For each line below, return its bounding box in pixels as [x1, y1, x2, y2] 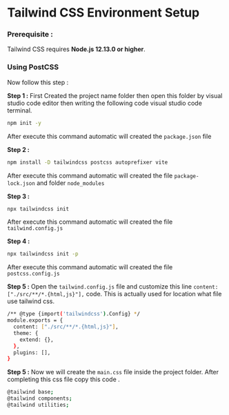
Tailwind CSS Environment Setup [7, 5, 200, 21]
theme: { [13, 329, 39, 336]
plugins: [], [13, 349, 51, 356]
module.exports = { [7, 317, 63, 324]
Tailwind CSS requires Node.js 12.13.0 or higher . [7, 45, 146, 53]
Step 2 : [7, 145, 30, 153]
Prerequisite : [7, 30, 54, 39]
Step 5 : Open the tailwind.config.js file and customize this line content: [7, 282, 219, 291]
